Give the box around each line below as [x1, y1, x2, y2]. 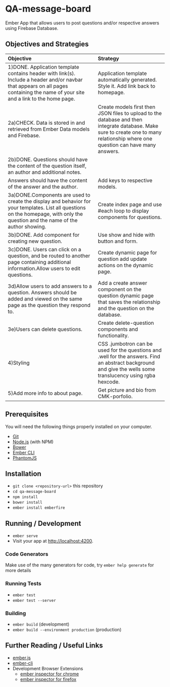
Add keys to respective [98, 177, 153, 184]
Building [5, 609, 26, 617]
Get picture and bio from [98, 386, 156, 393]
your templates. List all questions [8, 204, 86, 211]
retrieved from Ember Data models [8, 125, 90, 132]
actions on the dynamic [98, 261, 153, 269]
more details [5, 567, 31, 574]
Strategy [98, 55, 119, 62]
